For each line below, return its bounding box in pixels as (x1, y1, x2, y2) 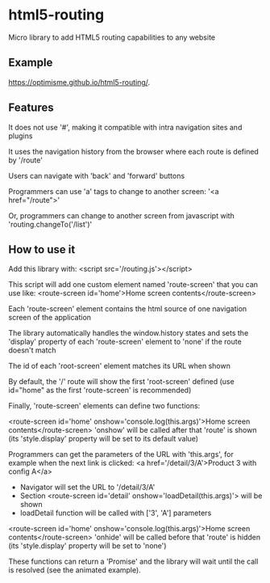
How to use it (8, 243, 76, 256)
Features (8, 101, 54, 115)
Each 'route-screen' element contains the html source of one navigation (8, 304, 247, 314)
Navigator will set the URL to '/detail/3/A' (19, 483, 156, 492)
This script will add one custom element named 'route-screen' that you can (8, 280, 259, 289)
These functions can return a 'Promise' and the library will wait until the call (8, 556, 259, 567)
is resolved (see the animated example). (8, 565, 141, 575)
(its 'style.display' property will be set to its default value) (8, 434, 199, 444)
